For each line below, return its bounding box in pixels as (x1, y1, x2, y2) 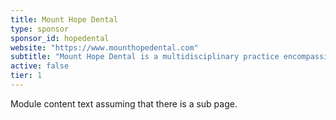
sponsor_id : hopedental (10, 33, 110, 43)
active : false (10, 61, 70, 71)
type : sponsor (10, 24, 70, 34)
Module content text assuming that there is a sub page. (10, 97, 238, 110)
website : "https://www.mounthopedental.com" (10, 42, 199, 53)
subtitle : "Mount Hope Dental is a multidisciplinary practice (10, 52, 280, 62)
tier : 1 (10, 71, 43, 81)
